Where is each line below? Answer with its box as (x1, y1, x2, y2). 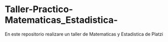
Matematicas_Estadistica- (5, 14, 118, 26)
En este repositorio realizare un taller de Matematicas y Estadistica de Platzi (5, 31, 163, 37)
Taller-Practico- (5, 4, 73, 15)
